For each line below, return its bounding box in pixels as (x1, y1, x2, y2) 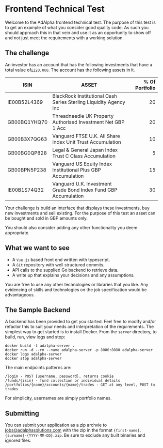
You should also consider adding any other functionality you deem (5, 224, 138, 231)
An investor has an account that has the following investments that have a (5, 62, 153, 67)
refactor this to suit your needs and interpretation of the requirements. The (5, 324, 154, 330)
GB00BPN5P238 (7, 166, 47, 173)
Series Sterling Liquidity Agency (52, 98, 125, 105)
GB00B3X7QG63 (7, 136, 48, 142)
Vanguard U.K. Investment (52, 180, 112, 187)
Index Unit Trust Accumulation (52, 139, 121, 145)
